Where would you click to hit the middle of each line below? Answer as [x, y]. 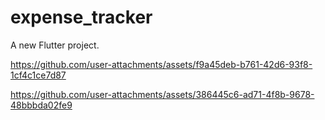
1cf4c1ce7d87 [38, 75]
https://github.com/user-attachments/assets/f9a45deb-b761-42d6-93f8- [161, 64]
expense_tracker [81, 17]
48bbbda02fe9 [41, 105]
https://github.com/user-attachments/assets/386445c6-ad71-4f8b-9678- [162, 94]
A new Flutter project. [55, 45]
